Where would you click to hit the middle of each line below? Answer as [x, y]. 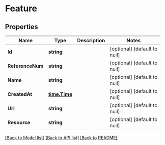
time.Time [60, 94]
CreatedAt [20, 94]
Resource [19, 122]
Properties [22, 27]
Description [91, 41]
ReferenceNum [26, 66]
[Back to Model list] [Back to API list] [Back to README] [61, 138]
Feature [21, 9]
